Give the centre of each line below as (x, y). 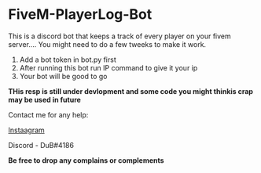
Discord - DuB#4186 (41, 145)
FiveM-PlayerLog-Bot (80, 14)
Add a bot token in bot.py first (68, 59)
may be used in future (44, 99)
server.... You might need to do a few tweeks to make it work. (107, 44)
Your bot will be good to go (63, 76)
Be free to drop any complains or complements (86, 160)
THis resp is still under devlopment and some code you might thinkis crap (131, 91)
